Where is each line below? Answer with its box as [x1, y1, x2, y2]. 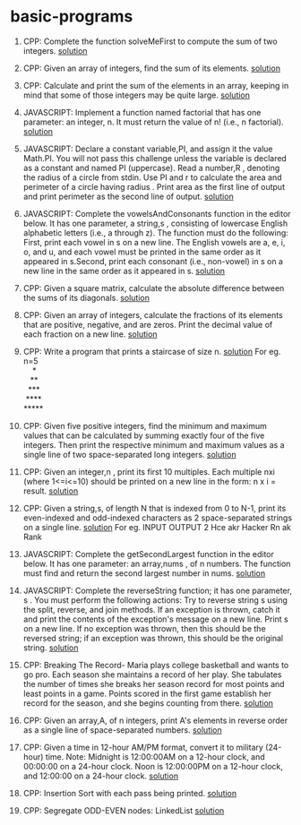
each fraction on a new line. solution [22, 329, 158, 339]
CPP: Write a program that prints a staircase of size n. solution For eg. [22, 346, 281, 357]
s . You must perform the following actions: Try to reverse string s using [22, 594, 288, 606]
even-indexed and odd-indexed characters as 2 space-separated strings [22, 512, 293, 523]
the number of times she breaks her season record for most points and [22, 678, 285, 689]
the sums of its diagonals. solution [22, 292, 150, 303]
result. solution [22, 486, 79, 496]
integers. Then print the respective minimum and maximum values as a [22, 439, 285, 450]
